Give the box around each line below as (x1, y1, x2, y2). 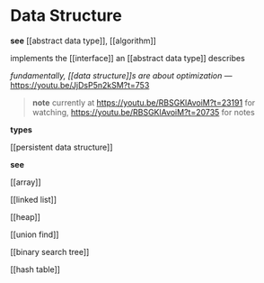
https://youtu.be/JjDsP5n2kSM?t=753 (10, 79, 150, 90)
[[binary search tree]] (10, 246, 90, 257)
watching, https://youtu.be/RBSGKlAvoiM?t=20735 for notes (31, 106, 255, 117)
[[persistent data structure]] (10, 141, 113, 152)
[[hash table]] (10, 263, 61, 275)
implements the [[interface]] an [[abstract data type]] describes (10, 52, 245, 63)
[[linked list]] (10, 194, 57, 205)
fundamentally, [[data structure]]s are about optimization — (10, 69, 233, 81)
